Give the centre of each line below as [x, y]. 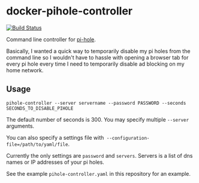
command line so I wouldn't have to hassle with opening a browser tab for [97, 57]
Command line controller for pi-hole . [51, 39]
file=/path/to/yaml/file [37, 144]
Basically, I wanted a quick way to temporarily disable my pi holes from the [98, 51]
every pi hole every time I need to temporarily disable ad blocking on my [95, 64]
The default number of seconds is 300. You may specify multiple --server [98, 119]
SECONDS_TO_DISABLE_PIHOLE [40, 108]
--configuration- [128, 138]
